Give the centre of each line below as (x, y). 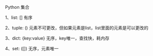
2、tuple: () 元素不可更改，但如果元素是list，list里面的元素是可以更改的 (77, 28)
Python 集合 (17, 7)
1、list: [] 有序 (19, 18)
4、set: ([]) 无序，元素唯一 (32, 48)
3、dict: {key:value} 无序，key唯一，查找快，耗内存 (57, 38)
